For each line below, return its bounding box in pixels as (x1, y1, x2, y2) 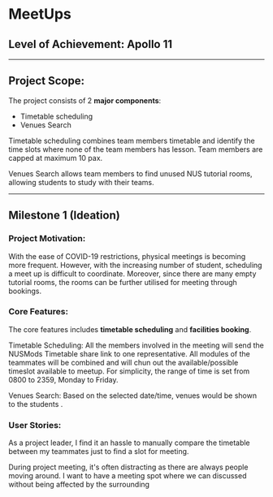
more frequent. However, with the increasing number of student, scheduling (8, 260, 262, 270)
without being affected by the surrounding (8, 480, 150, 490)
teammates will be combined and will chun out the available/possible (8, 357, 239, 367)
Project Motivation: (8, 233, 86, 244)
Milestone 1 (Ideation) (8, 209, 120, 223)
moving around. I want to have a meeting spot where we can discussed (8, 471, 247, 481)
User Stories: (8, 419, 62, 430)
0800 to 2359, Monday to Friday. (8, 374, 119, 384)
